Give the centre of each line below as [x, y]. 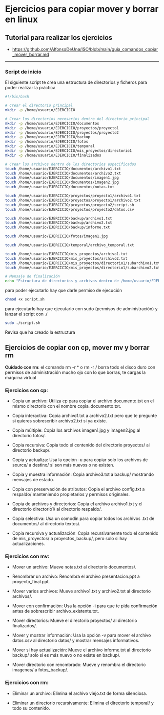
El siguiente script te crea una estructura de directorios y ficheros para [76, 82]
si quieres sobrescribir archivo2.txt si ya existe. [60, 421]
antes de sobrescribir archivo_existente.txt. [55, 611]
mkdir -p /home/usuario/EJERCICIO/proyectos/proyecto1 [62, 128]
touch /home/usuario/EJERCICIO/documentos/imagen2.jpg [62, 182]
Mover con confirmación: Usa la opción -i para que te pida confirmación [85, 606]
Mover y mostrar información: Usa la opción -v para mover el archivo [82, 635]
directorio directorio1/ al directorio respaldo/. [57, 509]
